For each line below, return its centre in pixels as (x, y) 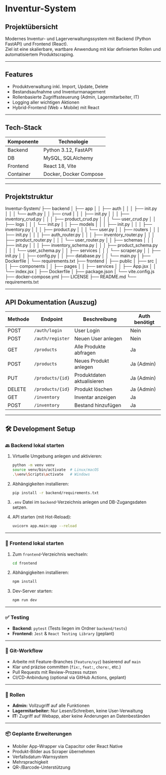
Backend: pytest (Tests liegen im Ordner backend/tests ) (70, 628)
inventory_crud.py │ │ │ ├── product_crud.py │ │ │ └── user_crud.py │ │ (81, 219)
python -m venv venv (33, 465)
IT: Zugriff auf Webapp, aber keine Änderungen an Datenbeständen (81, 716)
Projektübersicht (32, 27)
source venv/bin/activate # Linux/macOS (56, 470)
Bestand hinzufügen (98, 406)
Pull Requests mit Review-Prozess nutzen (55, 672)
